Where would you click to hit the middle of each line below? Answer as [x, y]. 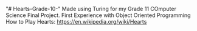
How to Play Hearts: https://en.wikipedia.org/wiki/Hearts [76, 22]
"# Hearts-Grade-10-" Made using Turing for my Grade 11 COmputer [91, 9]
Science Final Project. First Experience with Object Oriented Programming [98, 15]
